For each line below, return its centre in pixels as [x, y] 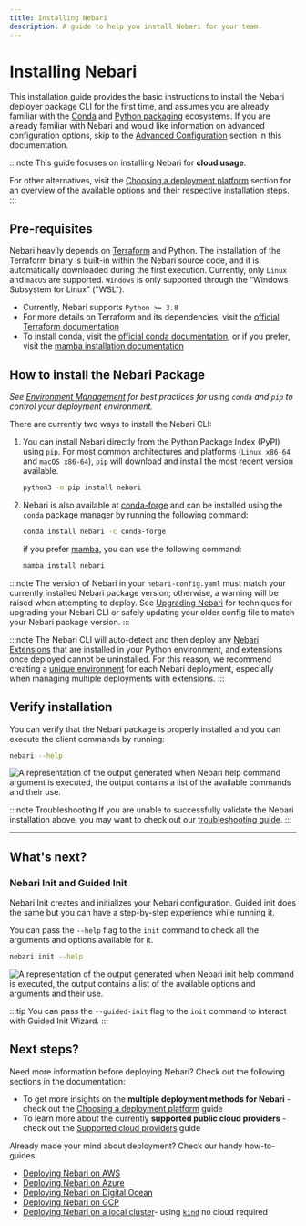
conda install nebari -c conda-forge [94, 531]
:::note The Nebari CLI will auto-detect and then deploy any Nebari [134, 639]
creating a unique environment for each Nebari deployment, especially [142, 668]
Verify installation [61, 707]
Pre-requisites [51, 229]
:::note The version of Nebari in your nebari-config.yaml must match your [148, 583]
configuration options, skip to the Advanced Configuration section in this [146, 136]
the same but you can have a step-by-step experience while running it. [142, 913]
